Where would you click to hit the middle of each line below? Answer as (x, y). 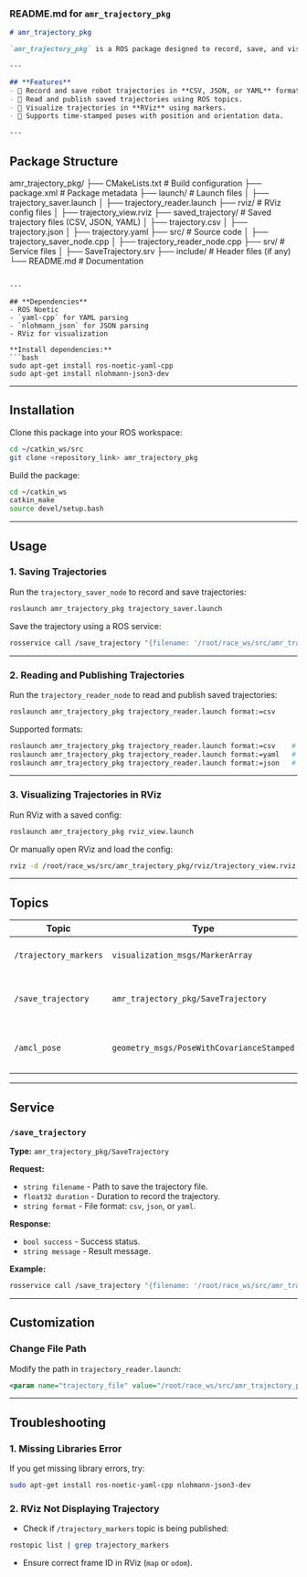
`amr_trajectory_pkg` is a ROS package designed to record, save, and (147, 49)
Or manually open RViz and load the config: (91, 849)
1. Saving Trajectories (58, 572)
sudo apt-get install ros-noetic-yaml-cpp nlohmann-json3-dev (130, 1486)
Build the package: (45, 475)
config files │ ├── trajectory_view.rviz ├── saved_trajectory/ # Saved (141, 212)
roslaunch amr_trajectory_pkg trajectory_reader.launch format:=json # (153, 763)
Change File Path (48, 1349)
